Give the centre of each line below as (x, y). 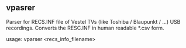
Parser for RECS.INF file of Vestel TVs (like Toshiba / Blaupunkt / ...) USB (93, 21)
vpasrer (21, 8)
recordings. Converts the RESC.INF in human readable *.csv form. (85, 28)
